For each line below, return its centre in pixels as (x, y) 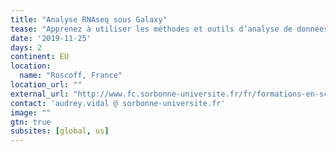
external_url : (40, 94)
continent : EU (40, 57)
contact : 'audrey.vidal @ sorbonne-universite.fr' (118, 103)
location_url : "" (46, 85)
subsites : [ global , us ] (60, 131)
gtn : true (31, 122)
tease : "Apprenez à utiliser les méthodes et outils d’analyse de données (169, 29)
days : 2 (26, 47)
